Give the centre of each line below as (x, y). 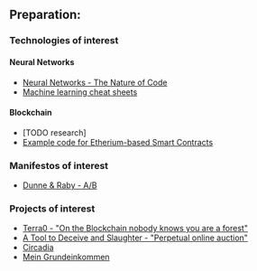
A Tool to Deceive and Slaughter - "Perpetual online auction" (135, 238)
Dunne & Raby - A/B (60, 185)
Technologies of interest (64, 41)
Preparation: (45, 15)
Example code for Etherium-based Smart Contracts (118, 142)
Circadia (38, 248)
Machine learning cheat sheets (80, 92)
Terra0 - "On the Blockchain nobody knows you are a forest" (135, 229)
